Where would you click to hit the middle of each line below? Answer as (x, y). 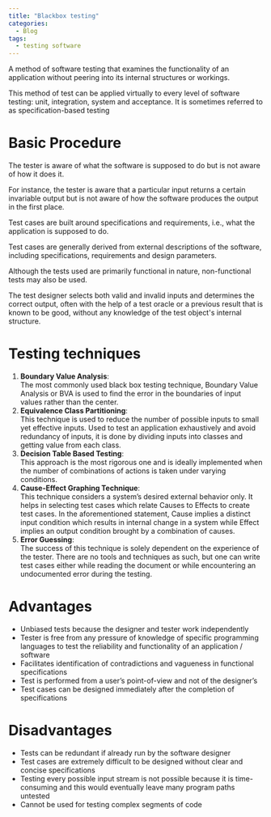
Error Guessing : (47, 540)
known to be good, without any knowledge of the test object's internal (125, 313)
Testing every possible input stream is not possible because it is (127, 778)
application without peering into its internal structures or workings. (119, 78)
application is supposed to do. (59, 231)
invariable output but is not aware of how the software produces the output (133, 198)
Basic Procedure (65, 143)
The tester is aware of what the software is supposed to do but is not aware (134, 166)
